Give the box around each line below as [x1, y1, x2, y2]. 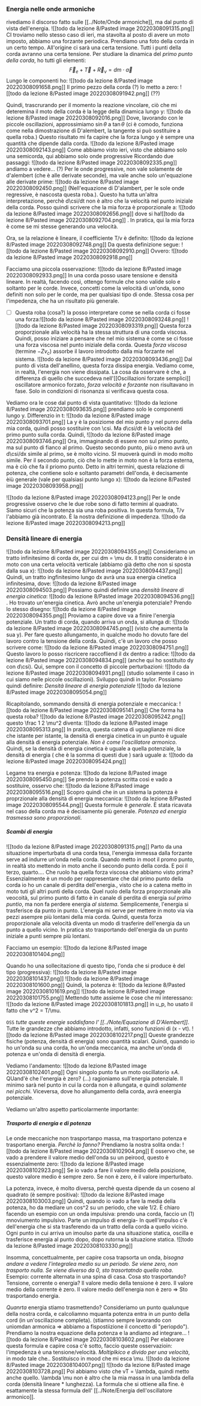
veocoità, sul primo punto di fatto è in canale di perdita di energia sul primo [6, 894, 192, 901]
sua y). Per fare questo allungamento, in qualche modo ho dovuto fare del [6, 631, 188, 639]
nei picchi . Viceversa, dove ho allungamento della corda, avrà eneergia [6, 1088, 181, 1095]
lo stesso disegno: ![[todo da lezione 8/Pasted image [6, 606, 137, 613]
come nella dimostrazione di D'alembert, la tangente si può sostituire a [6, 127, 181, 134]
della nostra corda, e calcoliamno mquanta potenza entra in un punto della [6, 1310, 190, 1318]
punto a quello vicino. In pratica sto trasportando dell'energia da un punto [6, 926, 188, 933]
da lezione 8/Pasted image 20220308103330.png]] [6, 1242, 133, 1250]
